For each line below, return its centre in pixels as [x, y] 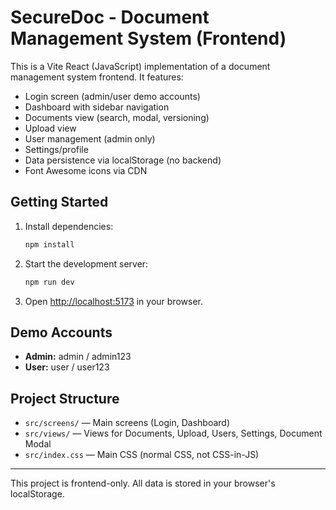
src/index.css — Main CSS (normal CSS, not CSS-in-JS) [142, 455]
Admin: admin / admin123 [78, 357]
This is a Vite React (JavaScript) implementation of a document [140, 66]
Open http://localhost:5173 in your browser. [113, 301]
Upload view [50, 128]
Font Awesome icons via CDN [86, 170]
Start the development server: [86, 263]
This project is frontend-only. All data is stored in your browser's [143, 483]
